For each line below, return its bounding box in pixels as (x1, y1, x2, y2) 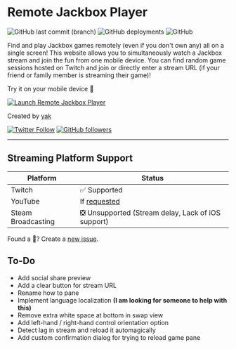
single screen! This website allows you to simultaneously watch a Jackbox (7, 48, 223, 57)
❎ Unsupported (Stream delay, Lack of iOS (79, 208, 221, 218)
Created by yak (7, 112, 52, 120)
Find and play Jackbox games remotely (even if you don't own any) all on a (7, 41, 225, 49)
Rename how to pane (17, 289, 79, 297)
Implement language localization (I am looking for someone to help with (17, 296, 228, 304)
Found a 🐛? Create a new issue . (7, 235, 99, 243)
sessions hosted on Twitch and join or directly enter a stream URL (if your (7, 63, 220, 72)
